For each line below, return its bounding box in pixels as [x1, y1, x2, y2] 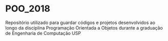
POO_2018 [5, 3, 51, 14]
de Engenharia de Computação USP [5, 30, 81, 36]
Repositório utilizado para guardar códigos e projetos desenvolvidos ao [5, 19, 156, 25]
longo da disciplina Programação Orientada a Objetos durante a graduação [5, 24, 163, 30]
